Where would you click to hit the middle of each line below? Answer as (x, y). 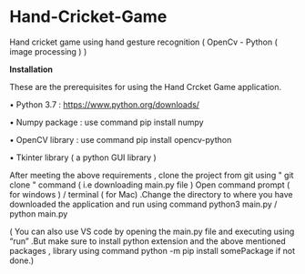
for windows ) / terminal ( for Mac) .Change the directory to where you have (151, 194)
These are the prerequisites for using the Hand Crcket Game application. (146, 86)
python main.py (39, 213)
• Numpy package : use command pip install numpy (107, 122)
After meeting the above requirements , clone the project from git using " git (152, 175)
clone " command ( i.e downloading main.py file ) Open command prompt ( (150, 185)
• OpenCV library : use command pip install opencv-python (121, 139)
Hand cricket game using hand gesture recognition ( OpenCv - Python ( (143, 42)
